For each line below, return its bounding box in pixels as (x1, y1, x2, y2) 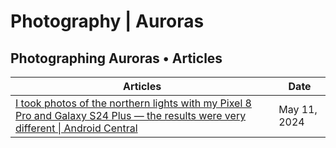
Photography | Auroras (10, 10, 205, 33)
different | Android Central (15, 121, 138, 135)
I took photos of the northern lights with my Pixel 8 (15, 96, 252, 110)
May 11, (278, 103, 318, 116)
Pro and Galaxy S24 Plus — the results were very (15, 109, 247, 122)
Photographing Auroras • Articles (10, 50, 223, 67)
